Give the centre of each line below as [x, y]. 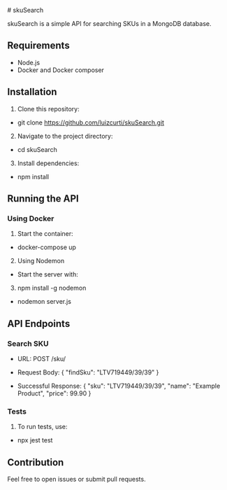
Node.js [29, 62]
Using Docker [31, 218]
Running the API [43, 199]
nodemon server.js [44, 302]
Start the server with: [47, 274]
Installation [32, 92]
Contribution [36, 462]
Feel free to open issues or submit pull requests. [76, 479]
